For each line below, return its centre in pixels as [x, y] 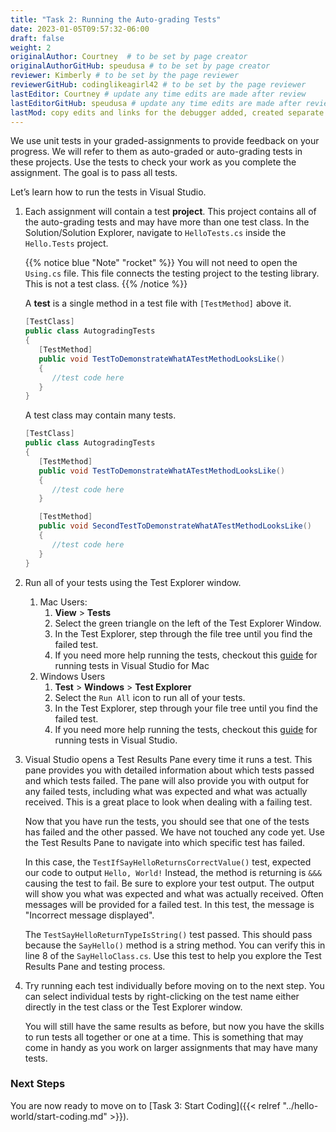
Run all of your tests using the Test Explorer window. [133, 582]
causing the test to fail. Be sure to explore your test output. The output [169, 883]
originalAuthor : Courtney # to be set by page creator [129, 57]
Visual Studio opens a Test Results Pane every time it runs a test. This [168, 759]
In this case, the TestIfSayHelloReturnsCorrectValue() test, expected [168, 862]
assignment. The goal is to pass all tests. [94, 173]
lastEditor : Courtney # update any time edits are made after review [158, 94]
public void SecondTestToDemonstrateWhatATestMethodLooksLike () [175, 526]
